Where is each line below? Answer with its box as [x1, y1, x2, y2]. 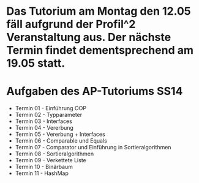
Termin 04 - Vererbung [15, 124, 73, 132]
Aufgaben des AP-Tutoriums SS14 [6, 84, 183, 99]
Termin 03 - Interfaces [15, 118, 72, 125]
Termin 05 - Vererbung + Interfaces [15, 130, 105, 138]
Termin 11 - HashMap [15, 170, 69, 177]
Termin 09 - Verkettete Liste [15, 157, 87, 164]
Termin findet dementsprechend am [6, 43, 194, 58]
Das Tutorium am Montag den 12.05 [6, 4, 191, 18]
